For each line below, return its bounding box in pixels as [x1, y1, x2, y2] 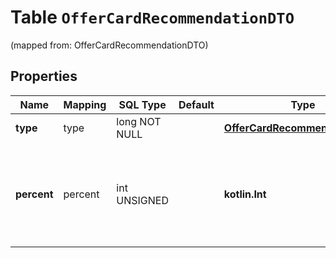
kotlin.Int [223, 187, 267, 201]
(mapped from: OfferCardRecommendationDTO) [10, 39, 209, 51]
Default [178, 97, 215, 111]
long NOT [116, 114, 162, 128]
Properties [10, 68, 78, 85]
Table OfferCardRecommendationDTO [10, 6, 295, 29]
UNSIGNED [116, 193, 169, 207]
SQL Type [118, 97, 167, 111]
